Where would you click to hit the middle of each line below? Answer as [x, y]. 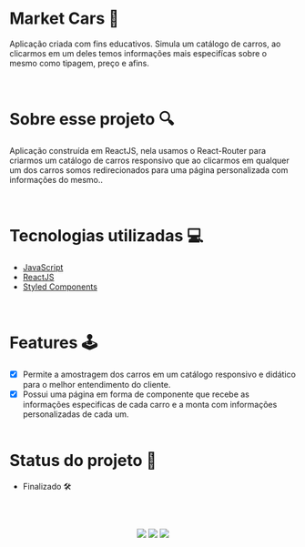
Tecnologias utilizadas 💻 [107, 236]
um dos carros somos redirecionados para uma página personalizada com [149, 170]
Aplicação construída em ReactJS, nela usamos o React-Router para [138, 150]
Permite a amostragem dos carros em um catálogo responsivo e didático [159, 374]
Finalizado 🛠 [47, 486]
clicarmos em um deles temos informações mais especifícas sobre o [138, 53]
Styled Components [60, 287]
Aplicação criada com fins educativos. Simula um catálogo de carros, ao [145, 44]
